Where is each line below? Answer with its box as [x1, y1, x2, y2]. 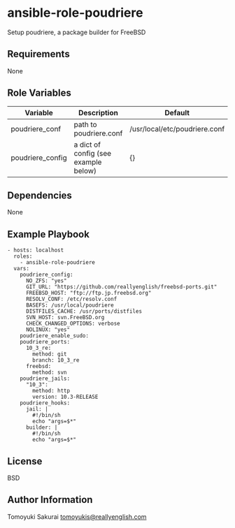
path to [73, 119, 97, 129]
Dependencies [7, 189, 72, 201]
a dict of [73, 140, 101, 149]
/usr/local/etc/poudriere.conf [129, 124, 225, 133]
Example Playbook [7, 228, 90, 240]
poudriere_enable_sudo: [20, 332, 90, 339]
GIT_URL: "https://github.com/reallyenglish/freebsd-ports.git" [25, 284, 218, 291]
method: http [32, 388, 71, 395]
